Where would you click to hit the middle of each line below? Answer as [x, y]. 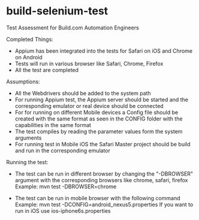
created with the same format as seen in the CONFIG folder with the [99, 119]
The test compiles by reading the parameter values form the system [99, 131]
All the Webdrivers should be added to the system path [83, 93]
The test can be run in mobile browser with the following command [97, 198]
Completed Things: [30, 39]
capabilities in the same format [53, 125]
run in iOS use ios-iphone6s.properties [63, 210]
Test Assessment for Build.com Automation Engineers [73, 28]
